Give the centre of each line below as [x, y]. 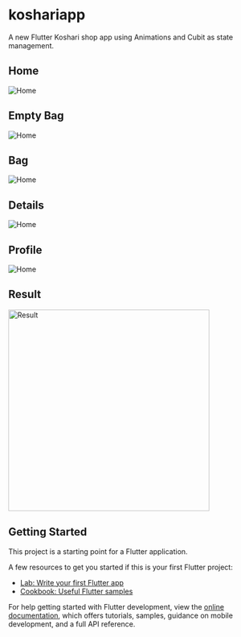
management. [31, 45]
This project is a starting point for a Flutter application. [98, 551]
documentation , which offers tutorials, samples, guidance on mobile [120, 615]
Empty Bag [36, 116]
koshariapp [47, 15]
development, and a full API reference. [72, 624]
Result [25, 294]
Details [26, 205]
